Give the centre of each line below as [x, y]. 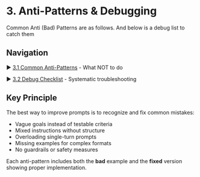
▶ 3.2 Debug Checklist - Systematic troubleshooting [71, 79]
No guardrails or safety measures [56, 149]
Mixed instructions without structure [60, 130]
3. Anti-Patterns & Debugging [82, 11]
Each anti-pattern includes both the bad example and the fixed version [94, 161]
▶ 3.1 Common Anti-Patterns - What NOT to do [65, 67]
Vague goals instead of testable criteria [64, 124]
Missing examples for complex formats [63, 143]
